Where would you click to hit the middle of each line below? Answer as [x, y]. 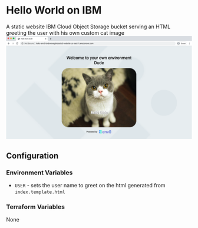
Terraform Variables [35, 207]
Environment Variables [39, 173]
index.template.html [40, 192]
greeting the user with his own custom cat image [65, 32]
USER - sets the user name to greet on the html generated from [90, 186]
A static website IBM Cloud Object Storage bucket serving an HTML [88, 27]
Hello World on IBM [54, 10]
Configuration [32, 156]
